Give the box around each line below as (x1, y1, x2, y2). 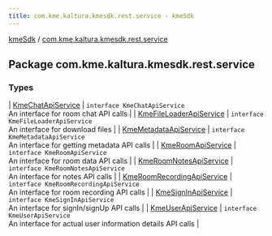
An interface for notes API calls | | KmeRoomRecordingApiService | (8, 172, 233, 182)
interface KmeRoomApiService (8, 149, 107, 157)
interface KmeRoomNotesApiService (8, 165, 126, 173)
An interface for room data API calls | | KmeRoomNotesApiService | (8, 156, 234, 166)
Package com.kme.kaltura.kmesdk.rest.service (8, 58, 256, 71)
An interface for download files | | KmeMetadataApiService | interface (8, 125, 245, 135)
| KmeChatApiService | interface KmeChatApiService (8, 101, 185, 110)
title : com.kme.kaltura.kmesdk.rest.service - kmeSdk (8, 11, 195, 20)
